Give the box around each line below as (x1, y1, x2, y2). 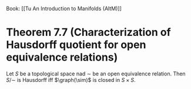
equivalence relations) (6, 51, 118, 64)
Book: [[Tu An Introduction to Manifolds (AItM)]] (6, 5, 122, 12)
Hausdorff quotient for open (6, 38, 146, 52)
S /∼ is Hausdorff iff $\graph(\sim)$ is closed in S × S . (6, 76, 136, 83)
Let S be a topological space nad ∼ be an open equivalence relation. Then (6, 70, 186, 77)
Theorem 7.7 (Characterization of (6, 26, 172, 39)
